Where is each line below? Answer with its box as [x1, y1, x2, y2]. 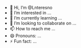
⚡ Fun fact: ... [9, 38, 37, 44]
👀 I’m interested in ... [9, 10, 52, 16]
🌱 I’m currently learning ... [9, 15, 62, 21]
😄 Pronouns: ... [9, 33, 42, 39]
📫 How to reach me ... [9, 26, 55, 31]
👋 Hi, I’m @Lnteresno [9, 5, 53, 10]
